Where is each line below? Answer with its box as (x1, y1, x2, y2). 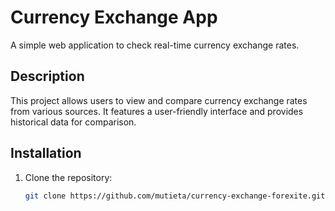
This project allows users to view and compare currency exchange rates (10, 94, 308, 106)
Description (10, 68, 85, 85)
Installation (10, 145, 82, 162)
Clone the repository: (24, 171, 113, 183)
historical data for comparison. (10, 116, 137, 128)
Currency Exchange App (10, 6, 218, 29)
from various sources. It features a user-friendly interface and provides (10, 105, 304, 117)
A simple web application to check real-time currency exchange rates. (10, 39, 300, 51)
